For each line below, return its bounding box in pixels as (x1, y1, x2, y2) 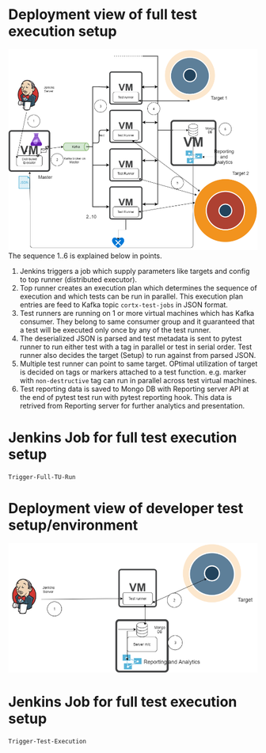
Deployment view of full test (8, 6, 198, 24)
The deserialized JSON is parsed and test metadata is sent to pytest (19, 333, 242, 343)
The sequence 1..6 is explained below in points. (8, 251, 162, 261)
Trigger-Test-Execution (8, 737, 87, 745)
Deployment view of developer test (8, 500, 244, 518)
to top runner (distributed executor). (19, 275, 137, 284)
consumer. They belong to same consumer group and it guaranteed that (19, 317, 255, 326)
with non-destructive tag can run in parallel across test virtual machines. (19, 375, 257, 385)
